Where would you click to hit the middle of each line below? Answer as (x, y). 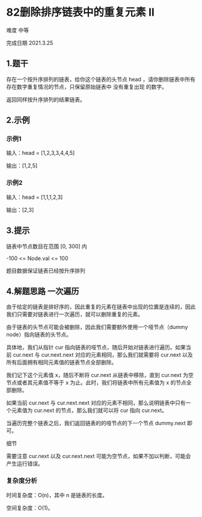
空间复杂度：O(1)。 (30, 507)
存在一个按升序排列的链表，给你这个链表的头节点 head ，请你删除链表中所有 (101, 79)
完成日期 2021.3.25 (30, 43)
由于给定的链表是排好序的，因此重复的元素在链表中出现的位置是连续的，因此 (101, 307)
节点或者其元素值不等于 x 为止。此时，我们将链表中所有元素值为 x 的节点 (96, 382)
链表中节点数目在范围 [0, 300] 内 (47, 246)
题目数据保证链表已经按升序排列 (46, 270)
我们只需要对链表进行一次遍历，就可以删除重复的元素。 (75, 314)
